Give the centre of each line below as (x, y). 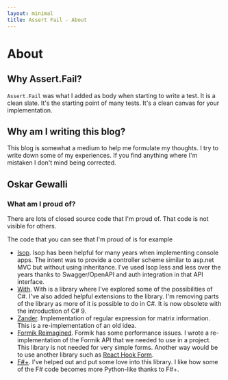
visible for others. (32, 226)
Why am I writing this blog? (66, 131)
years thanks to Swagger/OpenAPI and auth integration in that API (110, 274)
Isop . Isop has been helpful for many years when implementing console (118, 252)
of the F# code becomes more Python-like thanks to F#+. (98, 369)
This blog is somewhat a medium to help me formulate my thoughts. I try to (113, 148)
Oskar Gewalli (37, 184)
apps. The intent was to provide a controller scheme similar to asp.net (115, 260)
